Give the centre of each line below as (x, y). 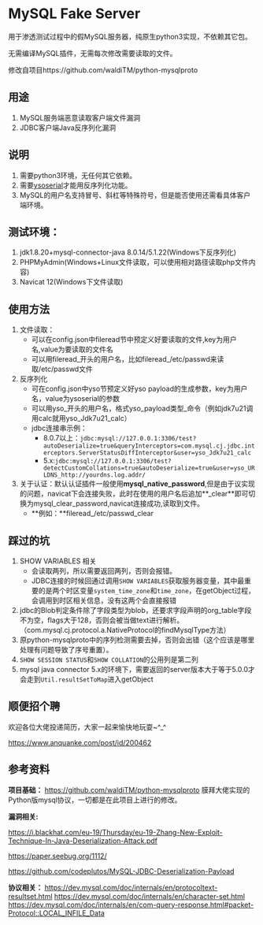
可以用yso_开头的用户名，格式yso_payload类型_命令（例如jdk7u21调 (142, 409)
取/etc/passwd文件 (62, 369)
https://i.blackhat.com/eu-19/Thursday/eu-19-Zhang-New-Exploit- (115, 832)
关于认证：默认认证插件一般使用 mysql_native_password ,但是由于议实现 (137, 484)
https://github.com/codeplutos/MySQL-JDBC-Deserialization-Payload (121, 871)
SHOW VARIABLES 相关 (58, 561)
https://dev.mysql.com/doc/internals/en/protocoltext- (131, 887)
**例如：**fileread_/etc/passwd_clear (92, 514)
